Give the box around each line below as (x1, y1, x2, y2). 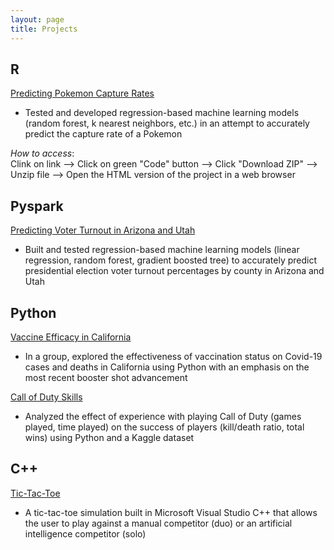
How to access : (10, 147, 75, 160)
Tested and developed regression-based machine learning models (24, 107, 300, 119)
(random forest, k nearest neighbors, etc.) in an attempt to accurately (24, 117, 310, 130)
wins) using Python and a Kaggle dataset (24, 431, 195, 443)
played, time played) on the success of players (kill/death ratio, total (24, 421, 305, 433)
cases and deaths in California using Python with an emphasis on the (24, 361, 310, 373)
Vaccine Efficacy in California (10, 331, 132, 343)
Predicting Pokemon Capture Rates (10, 87, 155, 100)
